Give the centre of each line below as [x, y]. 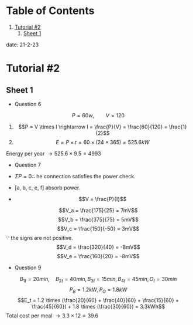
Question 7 [27, 165]
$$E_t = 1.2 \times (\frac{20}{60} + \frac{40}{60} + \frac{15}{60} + [98, 300]
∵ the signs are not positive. [39, 238]
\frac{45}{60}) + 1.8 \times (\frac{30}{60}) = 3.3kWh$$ [98, 306]
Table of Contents [50, 11]
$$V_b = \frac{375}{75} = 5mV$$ [98, 219]
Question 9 [28, 268]
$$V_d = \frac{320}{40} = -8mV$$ [98, 247]
